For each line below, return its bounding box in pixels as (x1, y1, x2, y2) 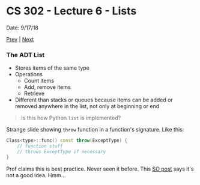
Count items (23, 77, 54, 85)
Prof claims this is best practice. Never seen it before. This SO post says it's (6, 165, 194, 172)
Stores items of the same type (14, 64, 90, 71)
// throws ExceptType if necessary (17, 148, 106, 154)
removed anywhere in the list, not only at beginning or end (14, 103, 160, 110)
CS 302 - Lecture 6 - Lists (6, 4, 137, 18)
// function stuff (17, 143, 63, 150)
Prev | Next (6, 35, 34, 43)
